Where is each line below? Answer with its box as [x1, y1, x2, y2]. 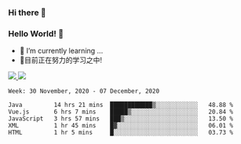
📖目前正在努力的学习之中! [19, 55, 103, 65]
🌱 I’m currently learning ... [19, 46, 104, 56]
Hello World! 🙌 [8, 28, 64, 39]
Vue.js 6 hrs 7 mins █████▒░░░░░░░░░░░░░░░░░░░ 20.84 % [8, 108, 234, 116]
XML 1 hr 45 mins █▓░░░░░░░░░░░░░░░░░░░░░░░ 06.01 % [8, 122, 234, 130]
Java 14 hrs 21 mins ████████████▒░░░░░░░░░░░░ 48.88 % [8, 102, 234, 109]
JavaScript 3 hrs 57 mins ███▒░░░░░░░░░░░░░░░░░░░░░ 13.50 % [8, 115, 234, 123]
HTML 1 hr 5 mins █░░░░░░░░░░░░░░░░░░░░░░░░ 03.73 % [8, 129, 234, 137]
